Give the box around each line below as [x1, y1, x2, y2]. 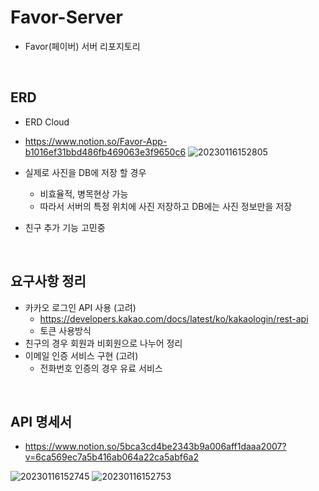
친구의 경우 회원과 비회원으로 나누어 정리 [24, 337, 183, 349]
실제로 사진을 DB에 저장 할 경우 [24, 166, 147, 178]
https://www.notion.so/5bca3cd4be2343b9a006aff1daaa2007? [24, 441, 287, 453]
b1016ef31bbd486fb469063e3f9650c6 [24, 146, 187, 158]
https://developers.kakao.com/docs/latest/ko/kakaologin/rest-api [39, 312, 309, 325]
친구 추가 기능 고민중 [24, 221, 106, 233]
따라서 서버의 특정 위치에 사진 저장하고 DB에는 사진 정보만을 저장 [39, 200, 293, 212]
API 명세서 [10, 413, 73, 430]
